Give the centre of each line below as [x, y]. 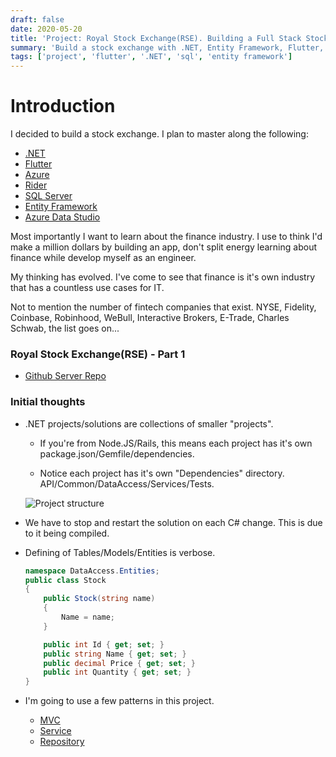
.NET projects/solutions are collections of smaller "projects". [149, 423]
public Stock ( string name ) [99, 599]
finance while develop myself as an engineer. [103, 258]
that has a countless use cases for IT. [87, 288]
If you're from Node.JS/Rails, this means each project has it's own [176, 443]
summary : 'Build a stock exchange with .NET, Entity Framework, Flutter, [167, 47]
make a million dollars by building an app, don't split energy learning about [163, 247]
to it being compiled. [67, 533]
